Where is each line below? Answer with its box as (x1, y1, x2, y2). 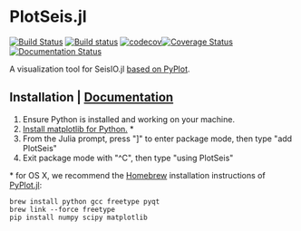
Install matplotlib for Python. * (22, 123, 134, 134)
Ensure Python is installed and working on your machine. (22, 113, 236, 124)
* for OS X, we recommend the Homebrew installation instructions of (9, 169, 266, 180)
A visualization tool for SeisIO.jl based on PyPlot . (9, 63, 190, 74)
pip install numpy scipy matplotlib (9, 213, 148, 222)
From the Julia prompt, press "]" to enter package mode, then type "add (22, 133, 293, 144)
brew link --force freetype (9, 205, 116, 214)
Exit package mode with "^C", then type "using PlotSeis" (22, 152, 234, 163)
